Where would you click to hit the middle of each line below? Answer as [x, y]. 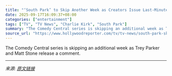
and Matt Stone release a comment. [43, 53]
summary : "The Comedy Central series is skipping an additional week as [84, 29]
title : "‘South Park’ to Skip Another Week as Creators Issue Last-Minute [87, 10]
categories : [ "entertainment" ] [39, 19]
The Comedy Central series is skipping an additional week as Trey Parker [82, 48]
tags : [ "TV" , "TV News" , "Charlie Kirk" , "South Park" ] [66, 24]
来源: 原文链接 [20, 68]
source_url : [18, 33]
